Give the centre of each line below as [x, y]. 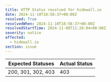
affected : [15, 38]
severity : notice [23, 33]
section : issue [21, 47]
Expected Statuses [31, 64]
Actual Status [76, 64]
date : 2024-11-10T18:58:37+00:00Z [41, 14]
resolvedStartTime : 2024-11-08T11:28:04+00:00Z [56, 28]
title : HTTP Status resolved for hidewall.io [53, 10]
